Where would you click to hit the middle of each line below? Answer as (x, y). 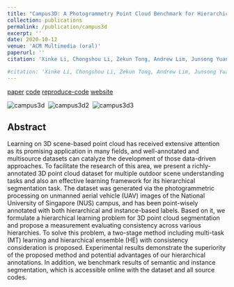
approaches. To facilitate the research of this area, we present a (99, 166)
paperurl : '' (26, 53)
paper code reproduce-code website (60, 91)
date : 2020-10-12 (32, 40)
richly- (201, 166)
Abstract (27, 127)
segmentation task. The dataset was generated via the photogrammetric (111, 189)
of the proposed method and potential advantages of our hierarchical (106, 255)
